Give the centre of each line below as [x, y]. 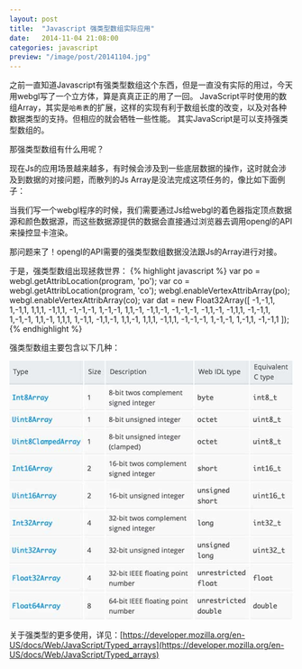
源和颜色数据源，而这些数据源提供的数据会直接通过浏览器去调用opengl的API [151, 222]
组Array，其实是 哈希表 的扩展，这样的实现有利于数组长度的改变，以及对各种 [148, 107]
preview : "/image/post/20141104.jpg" [80, 57]
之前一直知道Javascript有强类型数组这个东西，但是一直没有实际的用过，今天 [151, 85]
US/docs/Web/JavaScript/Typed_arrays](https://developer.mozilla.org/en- [147, 646]
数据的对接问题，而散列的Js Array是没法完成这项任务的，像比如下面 [151, 179]
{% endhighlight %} [46, 329]
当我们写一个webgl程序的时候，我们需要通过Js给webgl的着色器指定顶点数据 [151, 210]
